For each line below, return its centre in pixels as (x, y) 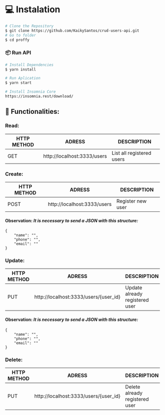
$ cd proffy (17, 40)
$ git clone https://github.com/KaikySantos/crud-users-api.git (72, 31)
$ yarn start (18, 83)
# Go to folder (21, 35)
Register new (131, 201)
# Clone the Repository (29, 26)
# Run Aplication (23, 78)
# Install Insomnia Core (30, 92)
